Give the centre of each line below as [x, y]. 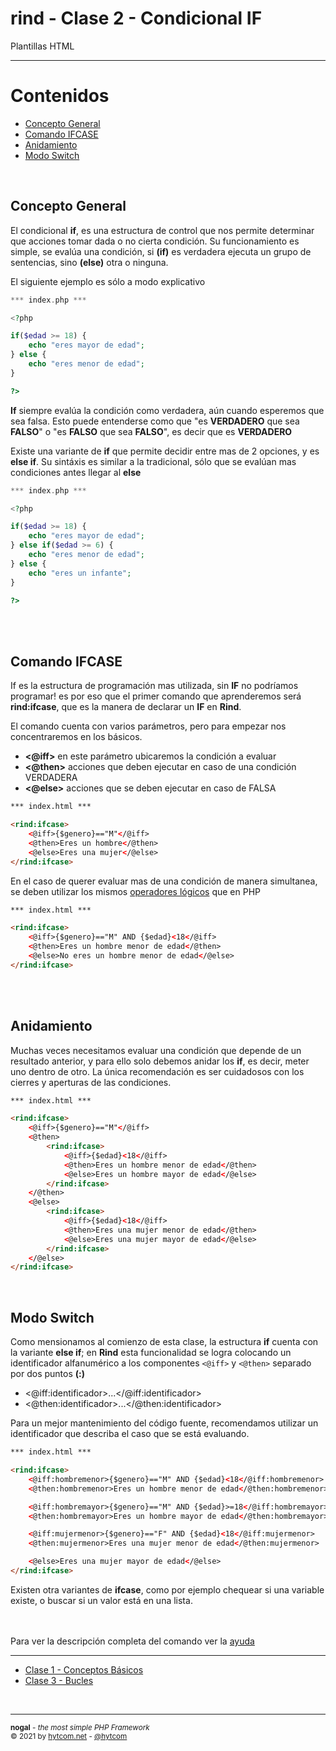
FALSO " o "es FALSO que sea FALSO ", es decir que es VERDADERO [151, 431]
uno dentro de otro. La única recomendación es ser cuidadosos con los [157, 1071]
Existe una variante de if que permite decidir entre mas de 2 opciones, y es [165, 451]
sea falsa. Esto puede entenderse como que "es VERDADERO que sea [155, 421]
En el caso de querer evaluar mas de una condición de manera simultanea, [164, 881]
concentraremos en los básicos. [76, 737]
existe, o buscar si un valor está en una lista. [101, 1600]
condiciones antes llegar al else [76, 472]
